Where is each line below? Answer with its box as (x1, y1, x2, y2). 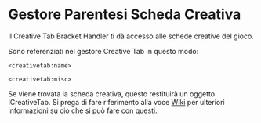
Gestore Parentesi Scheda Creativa (8, 5, 241, 24)
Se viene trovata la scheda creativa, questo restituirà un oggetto (8, 89, 216, 99)
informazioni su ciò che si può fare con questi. (8, 106, 158, 115)
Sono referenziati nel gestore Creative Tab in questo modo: (8, 46, 199, 56)
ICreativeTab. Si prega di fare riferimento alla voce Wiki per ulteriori (8, 97, 225, 107)
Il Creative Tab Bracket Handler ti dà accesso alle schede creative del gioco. (8, 31, 255, 41)
